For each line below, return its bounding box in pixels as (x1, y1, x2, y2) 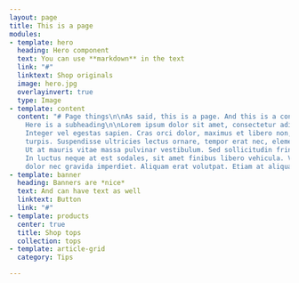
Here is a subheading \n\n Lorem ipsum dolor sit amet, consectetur (25, 121, 277, 130)
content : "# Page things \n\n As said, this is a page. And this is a (17, 112, 277, 121)
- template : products (9, 211, 90, 221)
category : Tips (17, 253, 74, 263)
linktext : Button (17, 195, 82, 205)
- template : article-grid (9, 245, 105, 254)
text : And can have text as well (17, 187, 141, 196)
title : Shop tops (17, 228, 82, 237)
